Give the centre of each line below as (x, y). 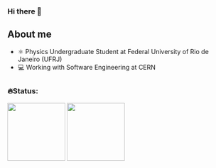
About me (29, 35)
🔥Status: (23, 91)
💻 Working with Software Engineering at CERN (87, 67)
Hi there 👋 (25, 11)
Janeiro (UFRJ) (40, 59)
